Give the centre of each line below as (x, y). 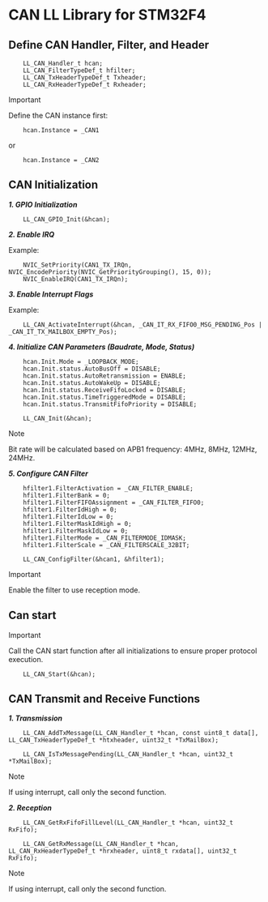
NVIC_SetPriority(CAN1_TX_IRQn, (77, 265)
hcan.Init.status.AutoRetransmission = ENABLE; (104, 376)
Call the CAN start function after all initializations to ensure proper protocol (133, 651)
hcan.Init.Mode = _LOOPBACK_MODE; (81, 361)
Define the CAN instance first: (58, 115)
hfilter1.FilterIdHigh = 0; (70, 509)
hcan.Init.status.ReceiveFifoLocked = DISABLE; (104, 390)
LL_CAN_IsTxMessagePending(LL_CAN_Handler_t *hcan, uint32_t (128, 755)
